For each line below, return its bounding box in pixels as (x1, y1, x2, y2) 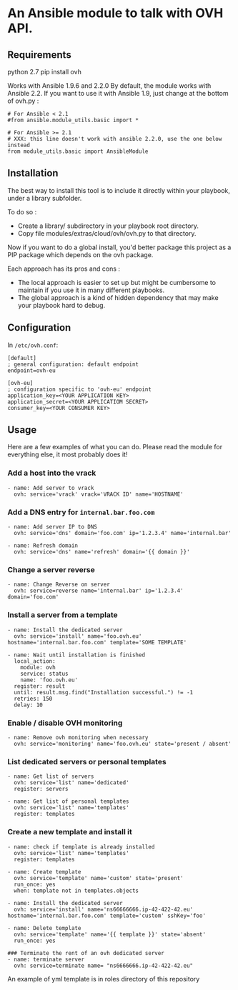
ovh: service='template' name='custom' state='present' (14, 874, 184, 881)
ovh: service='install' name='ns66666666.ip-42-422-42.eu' (14, 906, 194, 913)
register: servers (14, 786, 69, 793)
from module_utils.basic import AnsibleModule (7, 148, 149, 155)
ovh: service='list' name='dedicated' (14, 779, 130, 786)
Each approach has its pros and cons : (7, 264, 120, 273)
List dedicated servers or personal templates (7, 756, 167, 766)
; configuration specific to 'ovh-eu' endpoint (7, 386, 152, 393)
